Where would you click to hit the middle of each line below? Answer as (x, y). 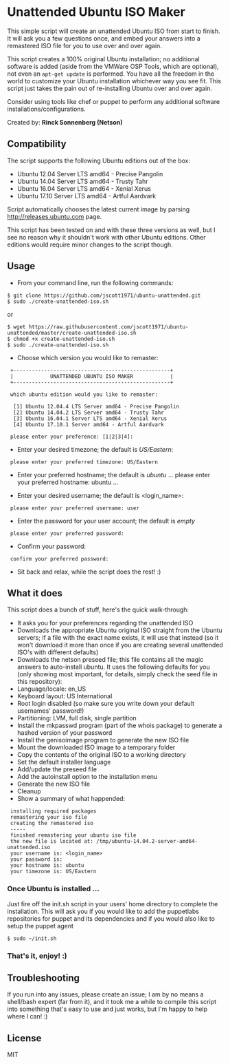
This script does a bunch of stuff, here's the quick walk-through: (98, 609)
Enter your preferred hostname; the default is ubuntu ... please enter (114, 474)
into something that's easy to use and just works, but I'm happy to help (107, 1009)
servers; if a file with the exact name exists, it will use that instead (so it (118, 638)
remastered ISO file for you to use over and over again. (85, 45)
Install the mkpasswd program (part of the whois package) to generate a (119, 726)
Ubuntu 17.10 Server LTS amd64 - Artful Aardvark (87, 196)
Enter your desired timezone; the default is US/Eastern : (95, 449)
